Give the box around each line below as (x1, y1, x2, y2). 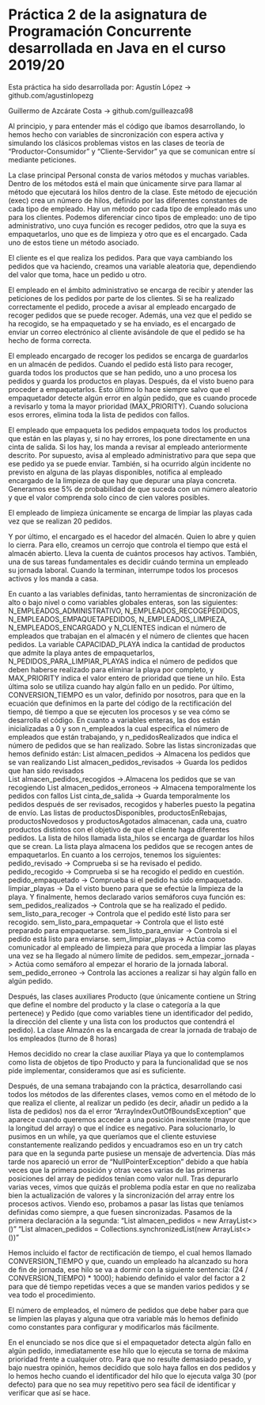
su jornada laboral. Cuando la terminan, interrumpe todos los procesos (8, 565, 239, 575)
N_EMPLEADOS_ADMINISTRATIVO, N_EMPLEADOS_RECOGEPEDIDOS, (8, 606, 240, 615)
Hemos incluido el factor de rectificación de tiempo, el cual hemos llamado (8, 1247, 252, 1257)
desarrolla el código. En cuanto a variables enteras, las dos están (8, 715, 221, 725)
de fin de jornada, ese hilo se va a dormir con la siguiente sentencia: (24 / (8, 1265, 248, 1274)
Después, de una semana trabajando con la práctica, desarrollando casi (8, 1081, 243, 1091)
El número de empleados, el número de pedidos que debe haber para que (8, 1305, 249, 1315)
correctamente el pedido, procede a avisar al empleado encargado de (8, 302, 237, 311)
